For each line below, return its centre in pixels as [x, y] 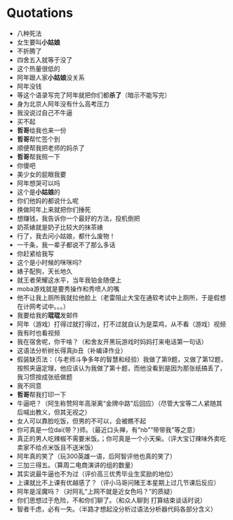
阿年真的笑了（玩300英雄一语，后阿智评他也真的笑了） [96, 456]
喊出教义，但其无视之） [57, 412]
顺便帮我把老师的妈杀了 [51, 148]
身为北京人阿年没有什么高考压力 [63, 104]
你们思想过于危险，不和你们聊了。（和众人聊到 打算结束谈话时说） [111, 500]
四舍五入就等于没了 [45, 60]
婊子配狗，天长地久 [45, 271]
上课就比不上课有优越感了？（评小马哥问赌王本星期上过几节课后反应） [118, 482]
